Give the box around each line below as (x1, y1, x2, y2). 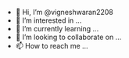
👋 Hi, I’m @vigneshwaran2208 (15, 8, 113, 16)
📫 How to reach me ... (15, 42, 88, 50)
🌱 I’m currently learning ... (15, 24, 99, 33)
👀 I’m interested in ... (15, 16, 82, 25)
